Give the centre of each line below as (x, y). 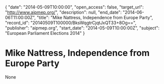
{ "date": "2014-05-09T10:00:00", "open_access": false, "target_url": (74, 7)
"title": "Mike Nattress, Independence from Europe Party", (95, 17)
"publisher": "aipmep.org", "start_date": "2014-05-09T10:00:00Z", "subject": (82, 28)
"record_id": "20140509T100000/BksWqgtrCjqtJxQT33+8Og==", (71, 23)
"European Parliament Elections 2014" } (45, 33)
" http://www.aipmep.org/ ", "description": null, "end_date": (63, 12)
